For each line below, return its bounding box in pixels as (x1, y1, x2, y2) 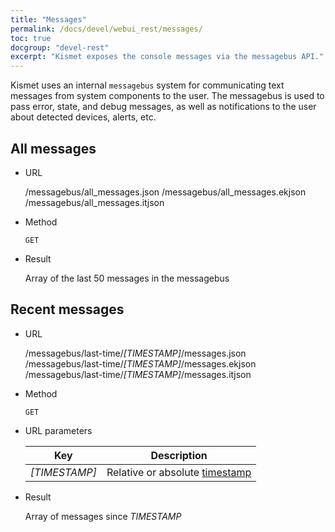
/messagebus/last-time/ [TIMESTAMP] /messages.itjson (24, 368, 252, 380)
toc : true (10, 33, 52, 43)
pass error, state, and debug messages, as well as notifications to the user (10, 101, 317, 113)
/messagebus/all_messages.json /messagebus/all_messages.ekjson (24, 186, 307, 198)
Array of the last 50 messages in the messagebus (24, 272, 230, 284)
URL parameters (24, 424, 93, 436)
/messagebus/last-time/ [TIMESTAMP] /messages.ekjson (24, 357, 257, 370)
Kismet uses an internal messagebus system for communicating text (10, 79, 285, 91)
